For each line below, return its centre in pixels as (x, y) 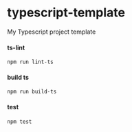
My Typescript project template (52, 32)
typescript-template (66, 13)
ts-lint (16, 47)
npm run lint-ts (30, 62)
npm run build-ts (32, 92)
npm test (20, 122)
